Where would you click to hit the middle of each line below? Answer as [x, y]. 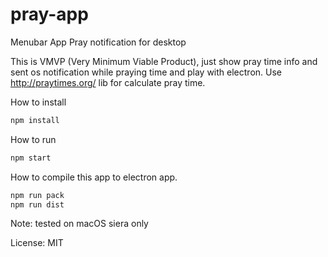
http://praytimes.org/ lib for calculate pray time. [108, 82]
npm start [31, 158]
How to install [38, 102]
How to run [33, 139]
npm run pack [37, 195]
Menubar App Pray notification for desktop [98, 42]
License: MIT [37, 243]
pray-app [49, 14]
